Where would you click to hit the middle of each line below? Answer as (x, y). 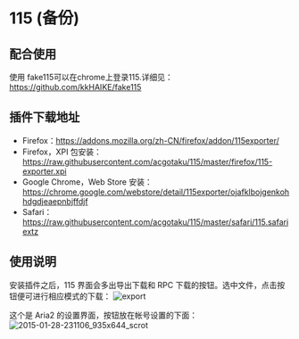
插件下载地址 (45, 117)
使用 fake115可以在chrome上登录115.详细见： (91, 77)
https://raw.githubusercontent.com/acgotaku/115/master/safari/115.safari (155, 222)
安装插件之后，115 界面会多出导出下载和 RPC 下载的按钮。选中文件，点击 (143, 285)
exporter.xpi (44, 171)
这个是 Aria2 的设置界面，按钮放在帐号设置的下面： (104, 315)
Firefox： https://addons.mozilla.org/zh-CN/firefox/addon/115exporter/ (150, 140)
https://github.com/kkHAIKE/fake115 (75, 87)
